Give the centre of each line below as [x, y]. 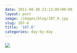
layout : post [18, 14]
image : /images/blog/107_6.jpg [37, 18]
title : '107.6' [20, 27]
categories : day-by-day [29, 32]
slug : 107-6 [17, 23]
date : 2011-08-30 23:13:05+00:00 [39, 9]
